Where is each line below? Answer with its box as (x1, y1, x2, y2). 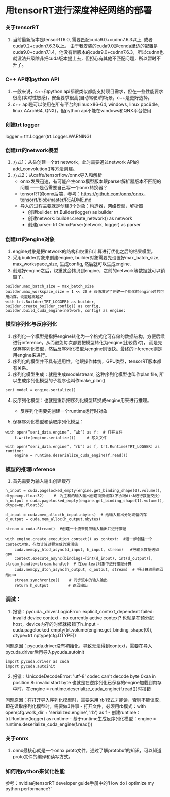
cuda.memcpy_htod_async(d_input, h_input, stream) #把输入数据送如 (14, 547, 159, 552)
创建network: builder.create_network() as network (27, 215, 133, 221)
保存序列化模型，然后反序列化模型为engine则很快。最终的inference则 (12, 346, 158, 352)
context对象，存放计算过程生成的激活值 (5, 542, 78, 547)
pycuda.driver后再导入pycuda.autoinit (5, 649, 85, 655)
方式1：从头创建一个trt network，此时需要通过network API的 (12, 159, 139, 165)
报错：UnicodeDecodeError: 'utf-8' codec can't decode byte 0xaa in (12, 673, 156, 679)
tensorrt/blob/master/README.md (20, 196, 92, 203)
